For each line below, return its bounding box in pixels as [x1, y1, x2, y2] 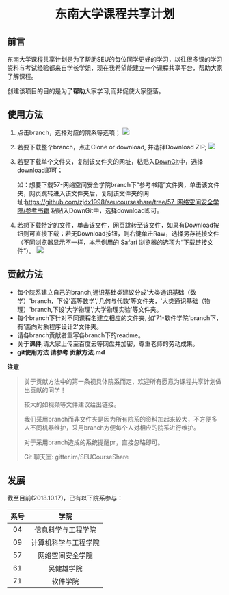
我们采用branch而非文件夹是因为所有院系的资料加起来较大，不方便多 [23, 415, 218, 423]
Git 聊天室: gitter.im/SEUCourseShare [23, 452, 129, 461]
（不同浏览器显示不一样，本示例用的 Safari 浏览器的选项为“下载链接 [16, 238, 208, 246]
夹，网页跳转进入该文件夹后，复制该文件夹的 [16, 189, 144, 197]
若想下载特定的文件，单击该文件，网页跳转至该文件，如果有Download [16, 221, 214, 229]
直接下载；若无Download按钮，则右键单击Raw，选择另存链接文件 [35, 229, 220, 237]
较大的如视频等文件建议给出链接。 [23, 400, 120, 409]
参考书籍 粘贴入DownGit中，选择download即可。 [25, 206, 163, 215]
